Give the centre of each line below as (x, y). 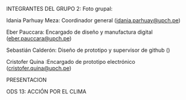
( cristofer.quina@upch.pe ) (39, 68)
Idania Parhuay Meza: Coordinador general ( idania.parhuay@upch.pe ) (94, 20)
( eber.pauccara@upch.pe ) (39, 38)
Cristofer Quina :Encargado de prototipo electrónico (71, 62)
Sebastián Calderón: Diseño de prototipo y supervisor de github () (88, 50)
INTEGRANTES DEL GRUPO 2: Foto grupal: (59, 9)
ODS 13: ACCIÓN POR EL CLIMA (46, 92)
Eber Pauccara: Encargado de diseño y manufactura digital (79, 32)
